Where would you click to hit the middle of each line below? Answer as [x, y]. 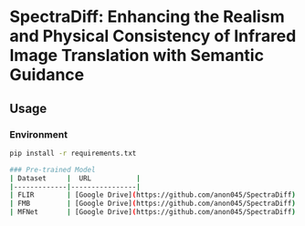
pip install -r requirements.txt [73, 153]
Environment [39, 134]
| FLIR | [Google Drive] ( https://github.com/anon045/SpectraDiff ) [153, 195]
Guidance [47, 75]
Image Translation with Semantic [137, 56]
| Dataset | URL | [75, 178]
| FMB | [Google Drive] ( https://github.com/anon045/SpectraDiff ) [153, 204]
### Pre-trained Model [53, 169]
